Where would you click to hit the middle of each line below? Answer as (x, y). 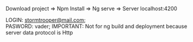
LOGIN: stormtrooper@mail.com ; (46, 20)
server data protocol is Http (39, 33)
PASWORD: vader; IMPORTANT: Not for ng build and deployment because (96, 26)
